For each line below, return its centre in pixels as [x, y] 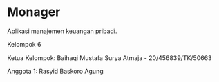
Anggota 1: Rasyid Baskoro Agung [55, 71]
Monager [34, 12]
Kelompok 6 [24, 44]
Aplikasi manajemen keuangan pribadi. [62, 31]
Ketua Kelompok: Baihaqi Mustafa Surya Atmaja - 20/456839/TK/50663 [109, 58]
